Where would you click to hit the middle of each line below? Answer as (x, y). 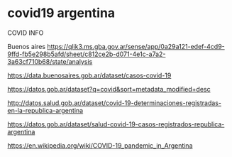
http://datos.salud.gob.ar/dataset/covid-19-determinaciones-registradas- (115, 103)
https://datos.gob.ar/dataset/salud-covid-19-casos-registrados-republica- (116, 124)
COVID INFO (26, 33)
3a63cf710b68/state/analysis (50, 61)
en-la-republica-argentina (45, 110)
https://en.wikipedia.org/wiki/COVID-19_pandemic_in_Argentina (100, 145)
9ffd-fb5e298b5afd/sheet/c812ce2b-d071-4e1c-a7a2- (87, 54)
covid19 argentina (61, 13)
